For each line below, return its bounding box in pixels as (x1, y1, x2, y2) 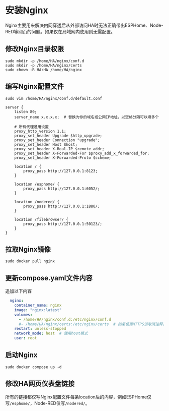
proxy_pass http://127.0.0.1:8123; (23, 168, 98, 173)
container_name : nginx (14, 303, 62, 308)
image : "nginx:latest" (14, 307, 62, 313)
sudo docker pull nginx (5, 259, 55, 264)
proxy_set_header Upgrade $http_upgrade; (14, 133, 102, 138)
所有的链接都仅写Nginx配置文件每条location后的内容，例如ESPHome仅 (5, 394, 152, 400)
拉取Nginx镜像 (5, 245, 51, 254)
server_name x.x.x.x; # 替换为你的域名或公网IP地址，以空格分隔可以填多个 (14, 114, 159, 120)
